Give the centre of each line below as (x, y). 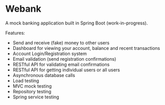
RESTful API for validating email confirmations (61, 64)
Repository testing (32, 91)
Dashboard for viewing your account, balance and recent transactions (86, 48)
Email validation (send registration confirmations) (64, 59)
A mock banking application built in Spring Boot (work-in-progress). (77, 23)
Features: (15, 33)
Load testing (26, 81)
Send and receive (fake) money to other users (61, 43)
